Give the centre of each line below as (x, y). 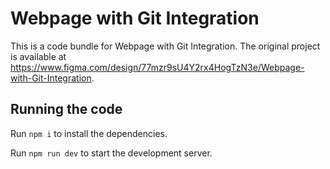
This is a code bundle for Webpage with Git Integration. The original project (165, 46)
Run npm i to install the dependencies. (89, 133)
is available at (38, 56)
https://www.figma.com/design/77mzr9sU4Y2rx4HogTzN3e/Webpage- (157, 67)
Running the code (66, 109)
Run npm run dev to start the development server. (111, 153)
